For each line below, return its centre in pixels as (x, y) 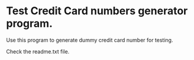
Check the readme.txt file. (38, 51)
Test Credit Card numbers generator (97, 11)
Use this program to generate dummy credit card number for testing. (90, 40)
